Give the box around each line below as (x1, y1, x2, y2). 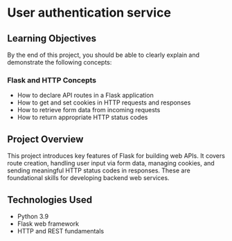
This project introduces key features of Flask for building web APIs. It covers (7, 152, 225, 160)
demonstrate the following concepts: (7, 58, 112, 66)
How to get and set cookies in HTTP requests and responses (17, 98, 191, 107)
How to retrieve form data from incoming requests (17, 106, 161, 114)
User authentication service (7, 5, 172, 21)
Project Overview (7, 133, 84, 145)
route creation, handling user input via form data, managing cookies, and (7, 159, 215, 168)
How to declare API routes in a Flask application (17, 91, 154, 100)
